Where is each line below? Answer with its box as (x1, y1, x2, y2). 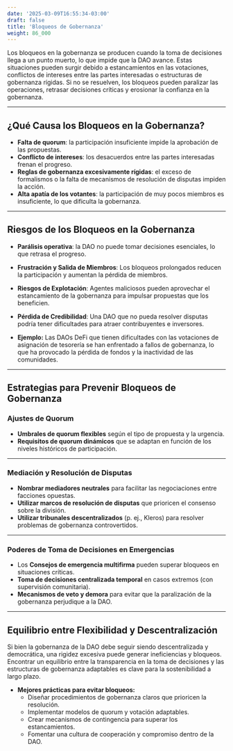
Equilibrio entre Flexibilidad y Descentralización (7, 624, 218, 636)
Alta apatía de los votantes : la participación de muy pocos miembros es (17, 190, 225, 198)
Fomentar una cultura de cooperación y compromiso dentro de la (27, 729, 214, 738)
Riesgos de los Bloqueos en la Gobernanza (7, 224, 196, 236)
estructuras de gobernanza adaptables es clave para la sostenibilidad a (7, 665, 212, 673)
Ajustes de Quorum (7, 414, 74, 423)
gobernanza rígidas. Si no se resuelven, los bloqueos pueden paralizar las (7, 78, 218, 87)
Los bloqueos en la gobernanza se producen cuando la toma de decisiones (7, 49, 223, 57)
